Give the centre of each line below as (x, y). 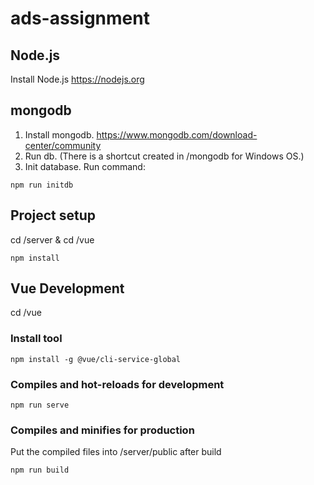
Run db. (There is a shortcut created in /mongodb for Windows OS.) (164, 156)
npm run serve (40, 405)
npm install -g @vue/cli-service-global (96, 359)
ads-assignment (80, 18)
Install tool (36, 339)
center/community (63, 145)
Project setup (53, 215)
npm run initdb (42, 185)
